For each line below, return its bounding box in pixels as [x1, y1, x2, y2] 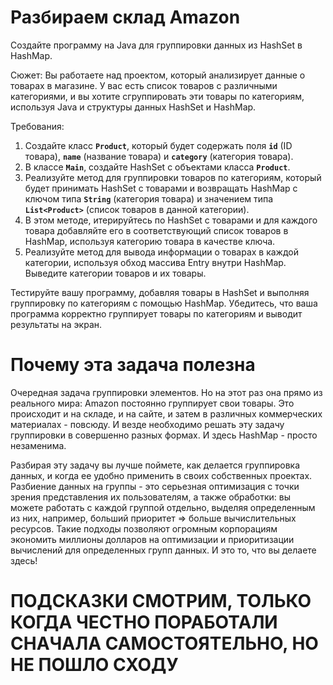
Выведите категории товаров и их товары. [24, 267, 207, 279]
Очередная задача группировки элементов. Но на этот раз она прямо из [10, 386, 323, 398]
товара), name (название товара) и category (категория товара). [24, 150, 294, 162]
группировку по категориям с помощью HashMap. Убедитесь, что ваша [10, 297, 318, 309]
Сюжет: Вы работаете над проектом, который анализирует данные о [10, 69, 306, 81]
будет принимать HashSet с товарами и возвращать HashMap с [24, 182, 298, 194]
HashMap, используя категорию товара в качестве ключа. [24, 235, 276, 247]
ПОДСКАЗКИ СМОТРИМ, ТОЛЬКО [10, 590, 312, 613]
